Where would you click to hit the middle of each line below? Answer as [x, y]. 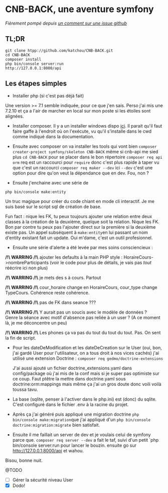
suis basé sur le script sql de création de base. [53, 207]
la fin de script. [21, 338]
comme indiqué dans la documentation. [53, 136]
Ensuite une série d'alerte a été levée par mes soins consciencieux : [82, 247]
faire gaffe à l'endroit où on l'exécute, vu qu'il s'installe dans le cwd [82, 131]
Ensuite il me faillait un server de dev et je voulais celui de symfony [82, 434]
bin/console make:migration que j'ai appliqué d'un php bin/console [81, 419]
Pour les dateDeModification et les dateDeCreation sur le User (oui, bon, [87, 347]
